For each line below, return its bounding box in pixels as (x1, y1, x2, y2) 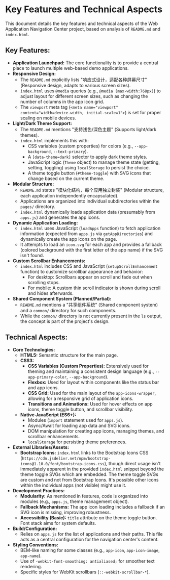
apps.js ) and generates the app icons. (20, 214, 100, 220)
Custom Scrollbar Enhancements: (12, 258, 86, 264)
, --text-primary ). (50, 148, 88, 154)
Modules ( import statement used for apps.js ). (27, 417, 123, 423)
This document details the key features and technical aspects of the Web (5, 20, 158, 27)
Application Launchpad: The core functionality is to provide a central (12, 60, 158, 66)
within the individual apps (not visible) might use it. (20, 482, 127, 488)
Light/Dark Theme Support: (12, 120, 72, 126)
